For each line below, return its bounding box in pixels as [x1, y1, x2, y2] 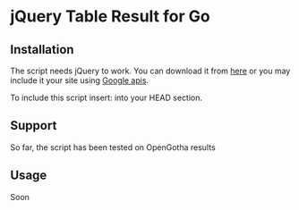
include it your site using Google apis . [10, 75, 149, 86]
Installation [10, 42, 74, 57]
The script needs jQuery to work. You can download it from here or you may [10, 65, 291, 76]
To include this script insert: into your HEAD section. [10, 92, 203, 103]
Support [10, 118, 57, 133]
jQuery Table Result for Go [10, 6, 210, 27]
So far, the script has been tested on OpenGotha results [10, 141, 216, 153]
